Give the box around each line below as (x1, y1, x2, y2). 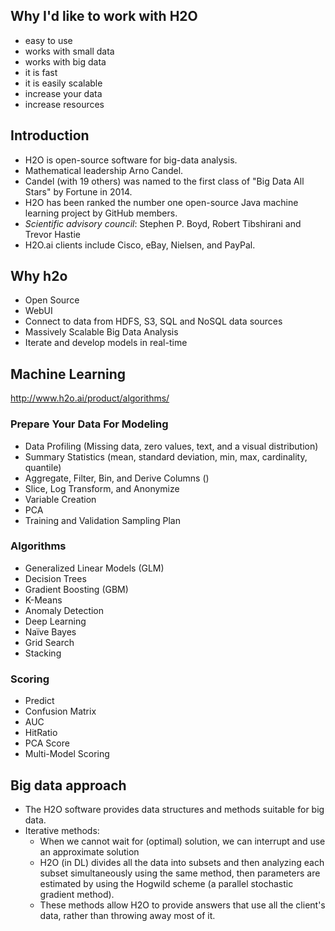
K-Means (24, 594, 63, 606)
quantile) (24, 461, 62, 473)
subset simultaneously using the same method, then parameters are (39, 867, 321, 879)
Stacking (24, 647, 62, 659)
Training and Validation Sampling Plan (24, 514, 181, 526)
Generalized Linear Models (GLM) (24, 562, 165, 574)
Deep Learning (24, 615, 87, 627)
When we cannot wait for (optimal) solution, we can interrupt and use (39, 835, 326, 847)
